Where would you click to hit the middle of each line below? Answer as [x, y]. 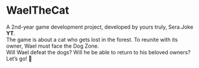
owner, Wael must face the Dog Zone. [53, 46]
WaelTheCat [38, 10]
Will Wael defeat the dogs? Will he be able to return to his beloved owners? [99, 52]
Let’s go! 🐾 [19, 58]
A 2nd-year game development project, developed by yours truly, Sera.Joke [100, 27]
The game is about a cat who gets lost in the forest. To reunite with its [92, 39]
